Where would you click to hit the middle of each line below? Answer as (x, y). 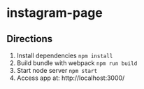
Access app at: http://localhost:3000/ (71, 78)
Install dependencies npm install (65, 55)
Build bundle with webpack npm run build (77, 63)
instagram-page (55, 13)
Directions (30, 39)
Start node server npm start (57, 70)
